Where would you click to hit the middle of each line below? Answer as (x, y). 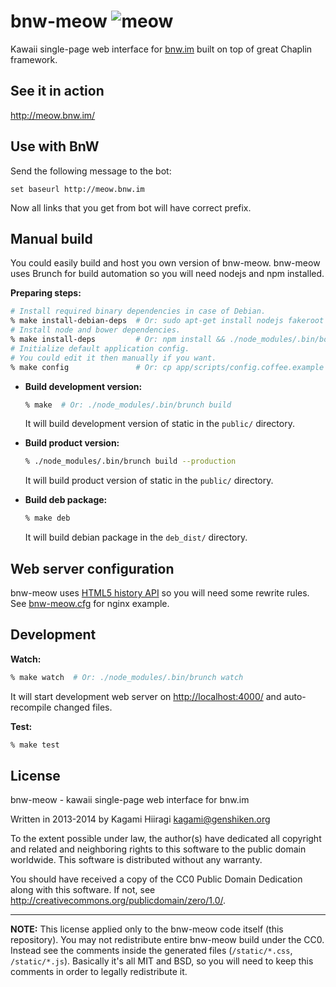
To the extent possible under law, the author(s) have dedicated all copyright (166, 839)
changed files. (83, 707)
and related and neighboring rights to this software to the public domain (158, 849)
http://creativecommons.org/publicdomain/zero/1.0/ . (118, 901)
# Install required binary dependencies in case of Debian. (138, 311)
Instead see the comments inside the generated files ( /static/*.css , (151, 951)
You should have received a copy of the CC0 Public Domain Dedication (156, 879)
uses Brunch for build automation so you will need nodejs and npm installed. (167, 274)
